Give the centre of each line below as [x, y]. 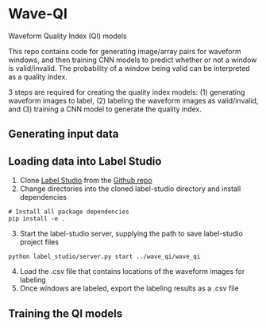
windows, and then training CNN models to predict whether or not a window [133, 60]
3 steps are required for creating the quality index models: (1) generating [127, 92]
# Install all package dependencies [69, 212]
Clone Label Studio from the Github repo [86, 181]
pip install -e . [37, 219]
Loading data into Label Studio [85, 161]
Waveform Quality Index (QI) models [67, 36]
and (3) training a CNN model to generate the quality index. [105, 109]
